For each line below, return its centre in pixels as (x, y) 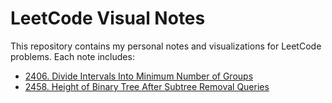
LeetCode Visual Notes (108, 18)
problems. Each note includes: (72, 56)
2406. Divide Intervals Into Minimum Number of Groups (139, 76)
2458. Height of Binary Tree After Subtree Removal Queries (147, 86)
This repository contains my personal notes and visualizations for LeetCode (166, 46)
